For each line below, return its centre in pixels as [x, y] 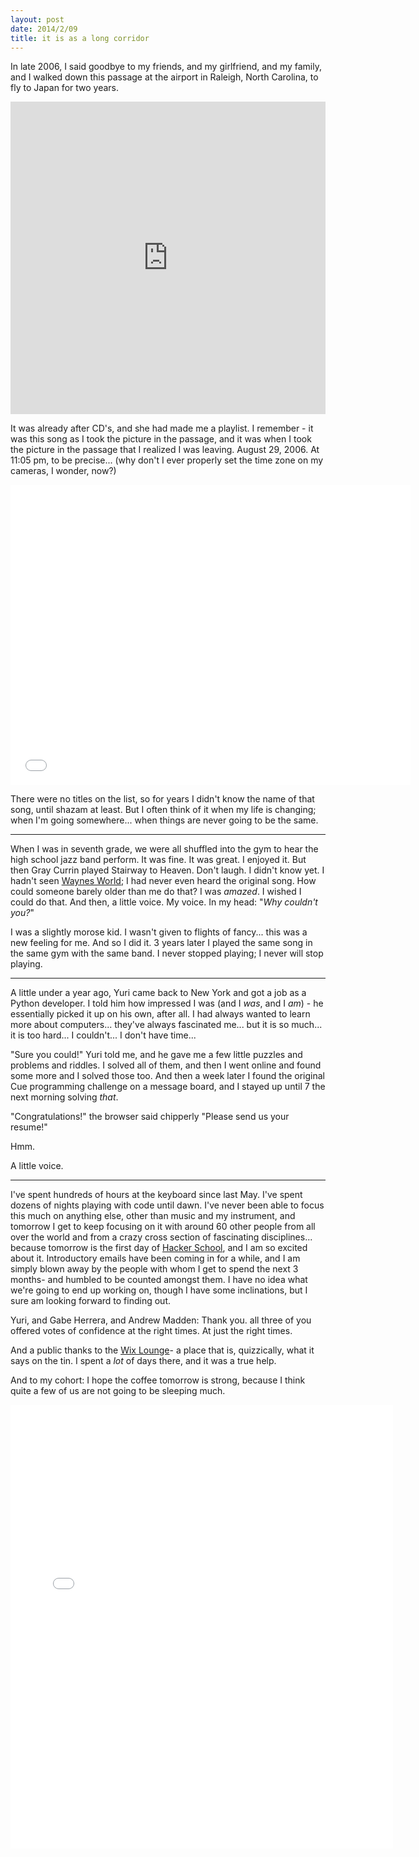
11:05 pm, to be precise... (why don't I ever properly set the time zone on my [167, 460]
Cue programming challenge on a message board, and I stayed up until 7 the [168, 1087]
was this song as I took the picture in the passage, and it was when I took [161, 439]
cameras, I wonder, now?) [63, 471]
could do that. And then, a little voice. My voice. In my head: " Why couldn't [164, 902]
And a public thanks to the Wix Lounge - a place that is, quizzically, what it [162, 1350]
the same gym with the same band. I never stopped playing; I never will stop [167, 953]
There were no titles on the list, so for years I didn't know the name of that [162, 799]
